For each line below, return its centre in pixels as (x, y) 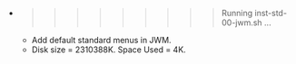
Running (237, 13)
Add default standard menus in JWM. (101, 40)
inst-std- (271, 13)
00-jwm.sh (242, 23)
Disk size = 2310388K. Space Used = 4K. (109, 50)
